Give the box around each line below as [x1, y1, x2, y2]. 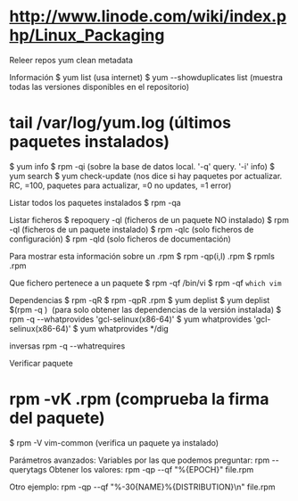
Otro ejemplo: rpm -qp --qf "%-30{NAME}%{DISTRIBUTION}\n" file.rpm [9, 481, 276, 492]
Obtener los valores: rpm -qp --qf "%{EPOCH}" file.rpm [48, 464, 254, 474]
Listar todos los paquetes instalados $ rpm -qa [9, 197, 181, 208]
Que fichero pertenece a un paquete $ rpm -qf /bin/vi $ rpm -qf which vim [9, 277, 282, 288]
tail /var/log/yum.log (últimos [9, 113, 232, 133]
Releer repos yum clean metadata [9, 54, 134, 65]
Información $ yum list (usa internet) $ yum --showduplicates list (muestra [9, 71, 284, 82]
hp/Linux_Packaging [9, 25, 165, 45]
